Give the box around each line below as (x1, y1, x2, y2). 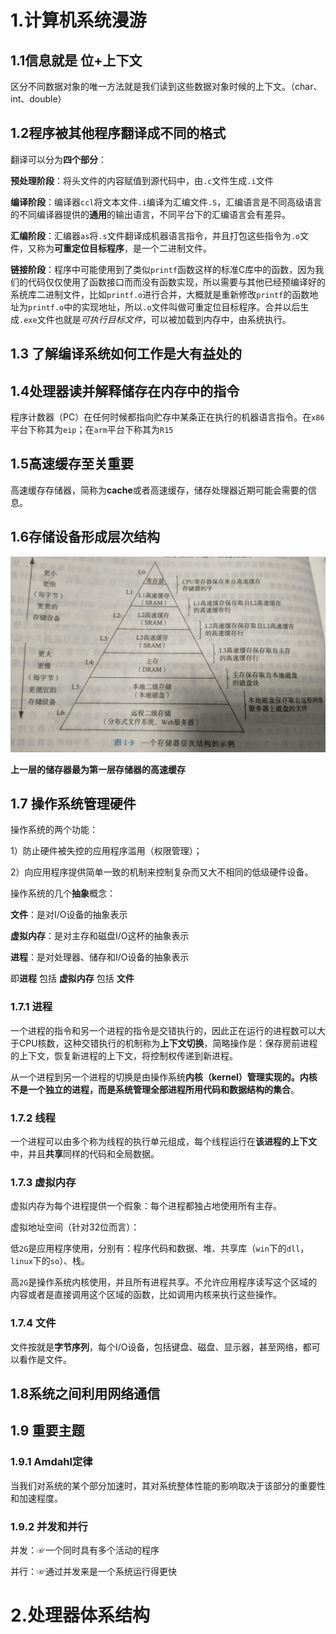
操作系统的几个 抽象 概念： (10, 887, 116, 900)
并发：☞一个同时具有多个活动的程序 (10, 1544, 160, 1556)
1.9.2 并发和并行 (10, 1519, 88, 1533)
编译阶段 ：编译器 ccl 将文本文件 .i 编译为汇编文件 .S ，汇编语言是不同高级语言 (10, 196, 323, 208)
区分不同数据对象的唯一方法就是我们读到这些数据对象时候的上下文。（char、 (10, 81, 323, 92)
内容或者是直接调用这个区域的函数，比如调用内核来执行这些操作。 (10, 1289, 282, 1301)
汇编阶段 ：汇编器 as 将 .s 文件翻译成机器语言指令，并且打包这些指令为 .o (10, 229, 300, 241)
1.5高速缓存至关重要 (10, 456, 134, 473)
